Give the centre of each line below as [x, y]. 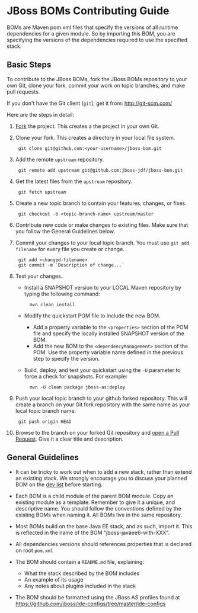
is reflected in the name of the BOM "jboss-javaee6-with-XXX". [92, 532]
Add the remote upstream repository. [60, 159]
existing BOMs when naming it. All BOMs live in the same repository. [99, 515]
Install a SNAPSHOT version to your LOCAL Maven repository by [103, 287]
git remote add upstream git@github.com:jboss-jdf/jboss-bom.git [100, 170]
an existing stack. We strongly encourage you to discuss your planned [101, 478]
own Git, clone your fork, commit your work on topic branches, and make [96, 85]
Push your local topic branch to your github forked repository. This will [101, 398]
